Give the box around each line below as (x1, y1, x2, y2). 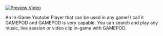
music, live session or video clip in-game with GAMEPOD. (5, 25, 127, 31)
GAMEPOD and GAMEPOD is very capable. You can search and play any (5, 20, 158, 25)
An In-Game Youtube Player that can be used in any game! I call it (5, 14, 144, 20)
